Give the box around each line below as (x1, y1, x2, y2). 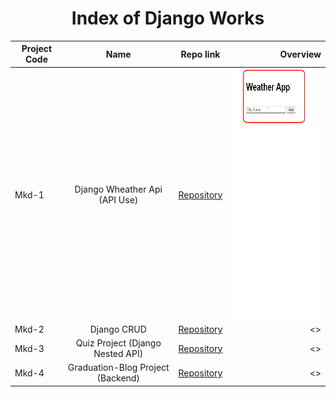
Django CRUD (89, 323, 147, 335)
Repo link (180, 48, 221, 60)
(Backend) (96, 372, 140, 384)
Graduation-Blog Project (67, 362, 170, 374)
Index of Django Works (71, 7, 265, 30)
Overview (279, 48, 322, 60)
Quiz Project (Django (75, 337, 162, 349)
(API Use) (98, 194, 139, 206)
